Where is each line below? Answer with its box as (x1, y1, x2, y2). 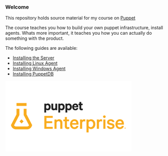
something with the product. (5, 35, 64, 41)
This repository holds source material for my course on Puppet (5, 15, 136, 21)
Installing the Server (12, 55, 54, 61)
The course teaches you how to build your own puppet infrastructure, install (5, 25, 163, 31)
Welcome (5, 4, 29, 11)
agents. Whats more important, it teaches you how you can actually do (5, 30, 152, 36)
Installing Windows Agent (12, 65, 66, 71)
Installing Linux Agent (12, 60, 58, 66)
